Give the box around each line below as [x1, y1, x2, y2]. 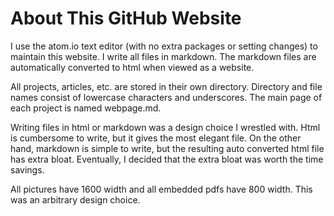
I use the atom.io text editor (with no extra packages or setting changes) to [10, 40, 318, 52]
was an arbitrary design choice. [10, 193, 141, 206]
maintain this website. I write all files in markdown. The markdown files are [10, 50, 317, 62]
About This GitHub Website [10, 7, 242, 30]
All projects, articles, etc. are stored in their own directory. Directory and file [10, 80, 323, 92]
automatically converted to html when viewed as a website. [10, 61, 255, 73]
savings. [10, 163, 45, 176]
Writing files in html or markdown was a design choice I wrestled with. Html [10, 121, 321, 133]
